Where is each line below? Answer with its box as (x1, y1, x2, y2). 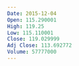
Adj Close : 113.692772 (7, 42, 72, 49)
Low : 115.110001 (7, 29, 54, 36)
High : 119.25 (7, 23, 45, 30)
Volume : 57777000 (7, 49, 57, 56)
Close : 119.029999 (7, 36, 60, 43)
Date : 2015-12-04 (7, 10, 57, 17)
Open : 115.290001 (7, 16, 57, 23)
